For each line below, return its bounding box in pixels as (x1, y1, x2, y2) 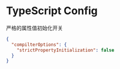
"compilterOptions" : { (11, 41, 67, 48)
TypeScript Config (6, 4, 98, 18)
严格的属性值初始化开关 (6, 24, 63, 31)
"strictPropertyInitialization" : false (16, 47, 115, 53)
